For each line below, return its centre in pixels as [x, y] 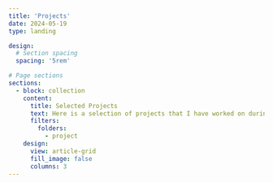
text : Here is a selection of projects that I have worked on [137, 113]
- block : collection [50, 90]
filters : [45, 121]
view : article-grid [63, 151]
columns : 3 [48, 166]
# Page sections [36, 76]
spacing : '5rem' [43, 61]
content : [38, 98]
